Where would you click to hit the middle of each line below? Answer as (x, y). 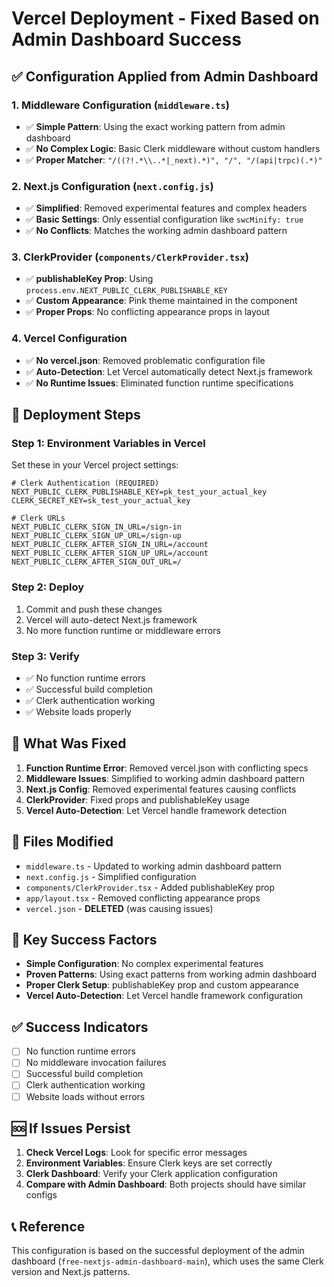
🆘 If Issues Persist (71, 1128)
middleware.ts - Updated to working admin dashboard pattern (153, 866)
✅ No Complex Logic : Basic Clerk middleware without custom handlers (173, 148)
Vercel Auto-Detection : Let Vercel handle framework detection (156, 810)
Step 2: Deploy (48, 587)
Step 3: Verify (45, 656)
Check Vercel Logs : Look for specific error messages (136, 1153)
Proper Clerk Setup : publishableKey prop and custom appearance (162, 985)
